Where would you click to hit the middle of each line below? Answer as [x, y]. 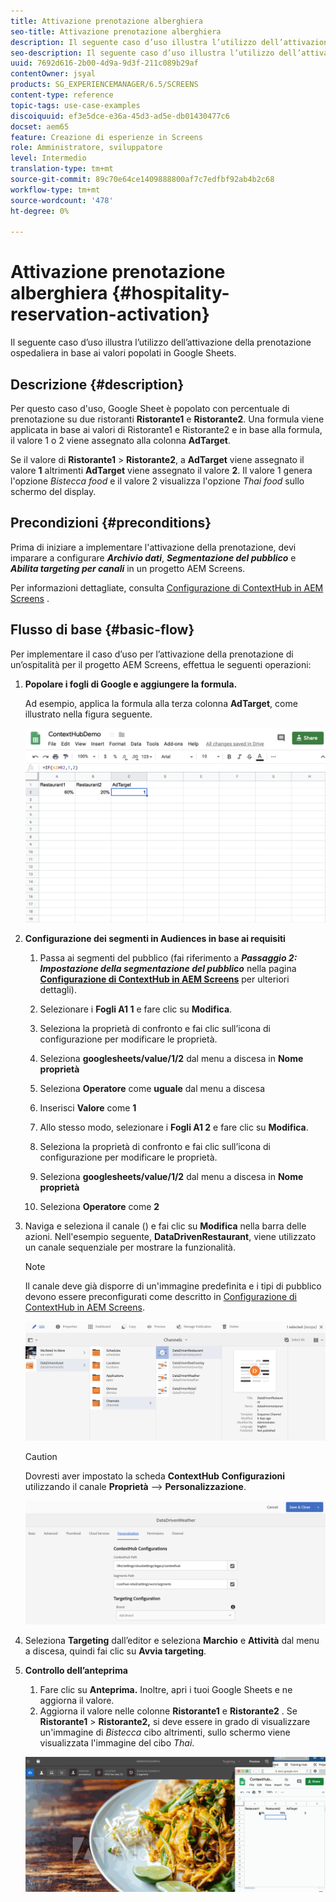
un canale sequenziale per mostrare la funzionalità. [130, 1247]
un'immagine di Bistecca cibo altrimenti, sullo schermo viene [165, 1732]
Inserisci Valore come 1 [88, 1108]
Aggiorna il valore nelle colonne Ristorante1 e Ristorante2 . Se [168, 1711]
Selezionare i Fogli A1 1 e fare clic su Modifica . [136, 1009]
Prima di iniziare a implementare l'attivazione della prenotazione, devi [153, 547]
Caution [41, 1457]
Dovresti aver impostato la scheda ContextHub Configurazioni [155, 1476]
